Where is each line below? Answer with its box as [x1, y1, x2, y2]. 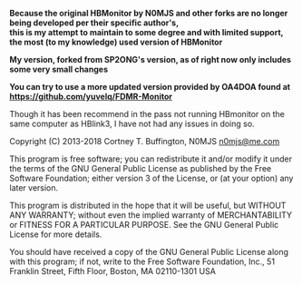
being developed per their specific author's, [9, 17, 180, 28]
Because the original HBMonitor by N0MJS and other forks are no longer [9, 8, 288, 18]
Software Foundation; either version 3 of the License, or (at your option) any [9, 172, 294, 183]
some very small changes [9, 64, 109, 74]
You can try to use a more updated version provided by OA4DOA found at [9, 82, 291, 92]
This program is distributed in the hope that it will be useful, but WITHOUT [9, 200, 287, 211]
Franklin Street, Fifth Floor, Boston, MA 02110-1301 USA [9, 266, 216, 276]
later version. [9, 182, 59, 193]
